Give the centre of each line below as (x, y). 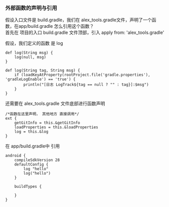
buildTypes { (28, 187)
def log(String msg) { (29, 53)
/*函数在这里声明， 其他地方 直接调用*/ (42, 114)
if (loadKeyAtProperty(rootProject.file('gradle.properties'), (82, 75)
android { (16, 156)
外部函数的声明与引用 (31, 8)
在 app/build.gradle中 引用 (33, 146)
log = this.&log (32, 132)
